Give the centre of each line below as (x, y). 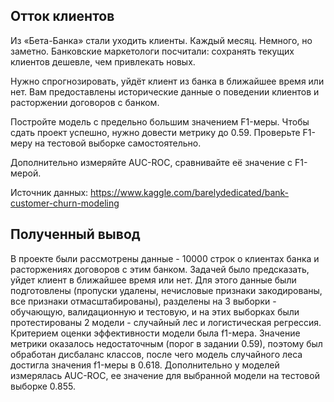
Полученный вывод (75, 234)
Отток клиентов (62, 16)
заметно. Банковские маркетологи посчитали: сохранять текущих (152, 51)
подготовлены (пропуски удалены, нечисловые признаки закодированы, (166, 290)
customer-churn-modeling (65, 203)
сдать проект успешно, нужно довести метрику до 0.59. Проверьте (155, 132)
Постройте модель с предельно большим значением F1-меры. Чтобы (160, 121)
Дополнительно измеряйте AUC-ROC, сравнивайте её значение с (151, 162)
